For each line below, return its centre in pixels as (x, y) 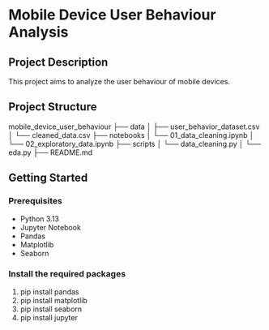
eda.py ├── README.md (51, 152)
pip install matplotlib (53, 300)
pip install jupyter (49, 317)
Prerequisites (35, 201)
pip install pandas (49, 291)
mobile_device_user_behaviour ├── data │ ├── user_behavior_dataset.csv (134, 126)
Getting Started (48, 178)
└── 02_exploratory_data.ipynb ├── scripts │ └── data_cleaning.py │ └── (134, 144)
